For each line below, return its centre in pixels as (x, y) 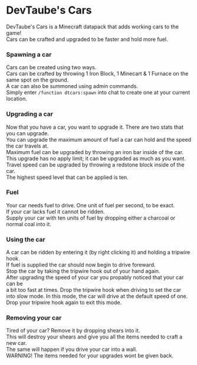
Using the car (26, 239)
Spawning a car (29, 54)
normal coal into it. (29, 224)
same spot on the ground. (37, 80)
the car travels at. (27, 146)
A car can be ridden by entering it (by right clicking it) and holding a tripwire (98, 252)
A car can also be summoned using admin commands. (72, 86)
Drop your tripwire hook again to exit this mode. (64, 302)
